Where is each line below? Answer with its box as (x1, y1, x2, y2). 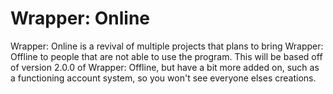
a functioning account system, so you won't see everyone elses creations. (10, 72, 317, 84)
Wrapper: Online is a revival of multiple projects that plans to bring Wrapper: (10, 40, 324, 52)
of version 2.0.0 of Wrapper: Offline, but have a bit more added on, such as (10, 61, 320, 73)
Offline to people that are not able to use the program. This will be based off (10, 50, 323, 62)
